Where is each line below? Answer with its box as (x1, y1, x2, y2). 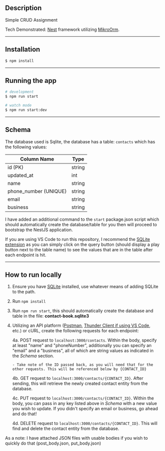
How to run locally (5, 271, 62, 279)
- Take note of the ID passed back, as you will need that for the (12, 363, 153, 368)
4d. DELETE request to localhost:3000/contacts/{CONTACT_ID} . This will (12, 421, 158, 426)
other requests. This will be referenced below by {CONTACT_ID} (12, 367, 147, 372)
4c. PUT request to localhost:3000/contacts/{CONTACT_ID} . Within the (12, 395, 154, 401)
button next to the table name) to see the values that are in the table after (5, 246, 153, 252)
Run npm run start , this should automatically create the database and (12, 308, 154, 314)
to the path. (12, 289, 36, 295)
